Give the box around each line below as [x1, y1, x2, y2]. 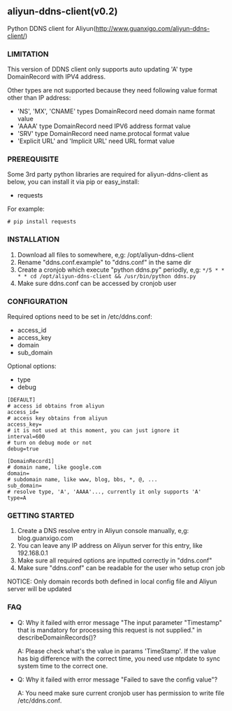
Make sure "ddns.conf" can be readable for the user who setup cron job [17, 564, 225, 572]
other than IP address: [7, 94, 71, 102]
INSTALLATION [7, 235, 60, 244]
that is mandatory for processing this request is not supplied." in [17, 626, 203, 634]
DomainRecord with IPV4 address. [7, 73, 106, 81]
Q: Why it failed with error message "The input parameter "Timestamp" [17, 618, 222, 626]
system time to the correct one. [17, 661, 108, 670]
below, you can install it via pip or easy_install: [7, 178, 140, 186]
